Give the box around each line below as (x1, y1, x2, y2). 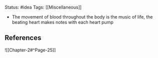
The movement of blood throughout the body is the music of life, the (11, 14, 153, 19)
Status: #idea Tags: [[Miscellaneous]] (4, 4, 82, 10)
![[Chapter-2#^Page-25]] (4, 47, 56, 53)
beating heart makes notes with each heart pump (11, 19, 113, 25)
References (4, 33, 41, 42)
